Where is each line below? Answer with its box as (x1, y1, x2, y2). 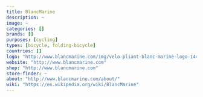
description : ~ (6, 14, 45, 20)
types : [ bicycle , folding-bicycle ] (6, 43, 96, 49)
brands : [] (6, 31, 34, 37)
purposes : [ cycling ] (6, 37, 59, 43)
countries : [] (6, 48, 42, 54)
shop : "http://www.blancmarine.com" (6, 64, 98, 71)
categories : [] (6, 25, 45, 32)
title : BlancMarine (6, 8, 56, 15)
